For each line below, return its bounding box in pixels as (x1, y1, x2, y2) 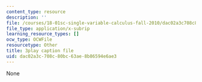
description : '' (6, 14, 47, 20)
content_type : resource (6, 8, 66, 15)
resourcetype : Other (6, 42, 58, 48)
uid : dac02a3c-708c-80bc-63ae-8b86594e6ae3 (6, 53, 117, 59)
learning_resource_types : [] (6, 31, 79, 37)
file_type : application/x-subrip (6, 25, 90, 32)
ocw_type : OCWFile (6, 37, 52, 42)
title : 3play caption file (6, 48, 74, 54)
